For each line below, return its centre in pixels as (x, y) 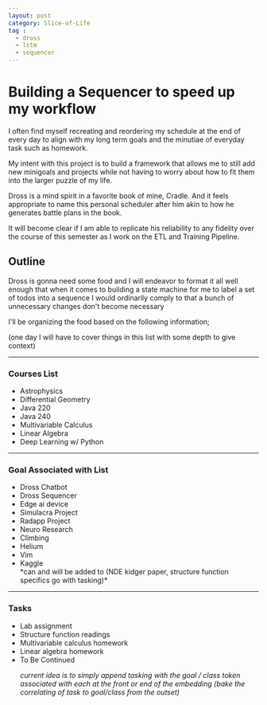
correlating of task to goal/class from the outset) (100, 692)
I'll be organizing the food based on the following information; (109, 321)
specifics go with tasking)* (64, 580)
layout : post (30, 16)
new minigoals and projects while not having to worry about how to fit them (132, 171)
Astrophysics (41, 391)
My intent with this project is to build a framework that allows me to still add (132, 163)
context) (22, 345)
